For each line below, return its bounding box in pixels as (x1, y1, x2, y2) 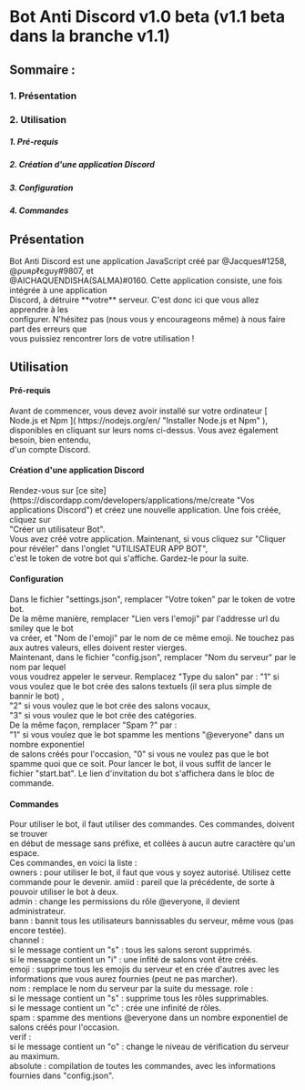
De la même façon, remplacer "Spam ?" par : (9, 719, 178, 730)
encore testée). (9, 925, 66, 936)
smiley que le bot (9, 622, 75, 634)
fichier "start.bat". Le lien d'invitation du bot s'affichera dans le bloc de (9, 768, 275, 779)
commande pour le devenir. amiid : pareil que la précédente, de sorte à (9, 877, 275, 888)
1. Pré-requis (9, 137, 59, 148)
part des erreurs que (9, 323, 87, 334)
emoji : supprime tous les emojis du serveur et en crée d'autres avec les (9, 963, 280, 975)
